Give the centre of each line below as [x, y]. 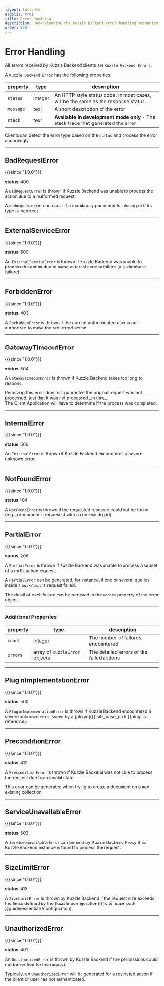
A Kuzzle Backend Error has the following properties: [58, 75]
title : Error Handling [28, 19]
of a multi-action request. [31, 570]
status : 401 [17, 950]
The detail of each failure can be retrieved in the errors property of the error [82, 595]
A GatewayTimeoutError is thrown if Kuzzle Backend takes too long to [74, 378]
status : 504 [17, 369]
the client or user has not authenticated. [45, 979]
